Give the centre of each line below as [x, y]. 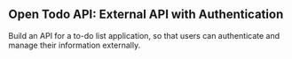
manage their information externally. [75, 45]
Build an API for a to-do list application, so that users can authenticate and [144, 35]
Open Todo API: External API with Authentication [146, 15]
